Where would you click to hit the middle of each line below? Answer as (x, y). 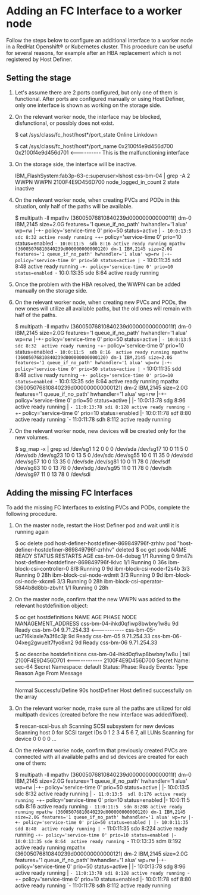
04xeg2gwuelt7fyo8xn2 (44, 642)
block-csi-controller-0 (42, 568)
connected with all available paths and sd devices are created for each (101, 756)
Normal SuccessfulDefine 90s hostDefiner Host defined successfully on (103, 690)
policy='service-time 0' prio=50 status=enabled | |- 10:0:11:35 (106, 822)
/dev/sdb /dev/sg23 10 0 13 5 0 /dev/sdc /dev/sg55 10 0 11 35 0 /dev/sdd (104, 455)
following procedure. (32, 513)
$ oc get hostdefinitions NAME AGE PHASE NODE (76, 617)
